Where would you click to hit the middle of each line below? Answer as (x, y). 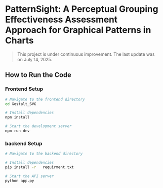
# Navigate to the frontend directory (45, 99)
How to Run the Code (38, 75)
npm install (17, 117)
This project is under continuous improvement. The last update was (86, 54)
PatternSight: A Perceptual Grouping (82, 9)
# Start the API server (30, 176)
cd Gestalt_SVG (21, 104)
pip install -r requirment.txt (40, 167)
